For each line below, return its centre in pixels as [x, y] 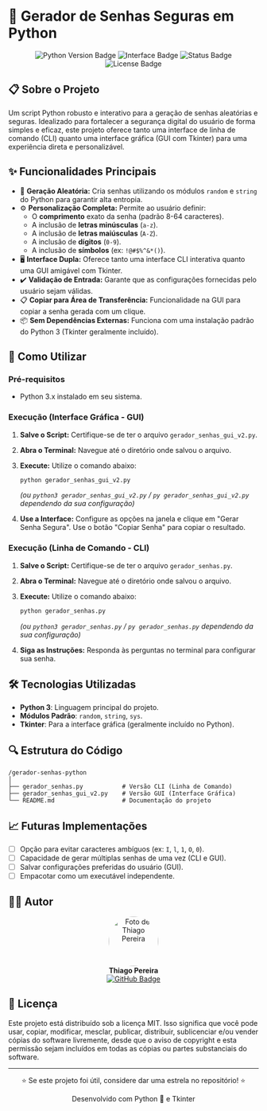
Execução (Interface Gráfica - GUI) [76, 417]
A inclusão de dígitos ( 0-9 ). [76, 241]
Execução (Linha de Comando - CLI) [79, 548]
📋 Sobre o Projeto [54, 90]
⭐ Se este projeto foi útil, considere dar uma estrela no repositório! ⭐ [133, 1080]
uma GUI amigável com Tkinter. [71, 271]
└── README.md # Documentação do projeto [110, 801]
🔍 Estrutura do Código [66, 750]
